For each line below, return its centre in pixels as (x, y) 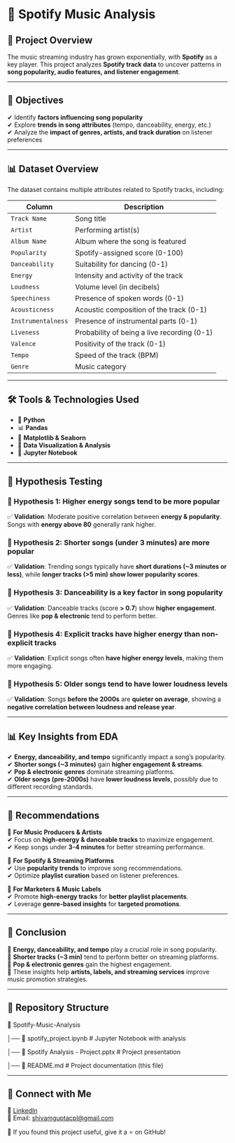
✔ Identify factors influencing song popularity (75, 117)
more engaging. (30, 666)
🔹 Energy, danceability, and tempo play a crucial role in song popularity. (112, 949)
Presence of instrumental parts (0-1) (136, 321)
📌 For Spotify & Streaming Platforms (60, 860)
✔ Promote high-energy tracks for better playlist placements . (98, 896)
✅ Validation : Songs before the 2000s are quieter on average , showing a (114, 699)
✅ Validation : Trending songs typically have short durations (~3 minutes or (117, 567)
